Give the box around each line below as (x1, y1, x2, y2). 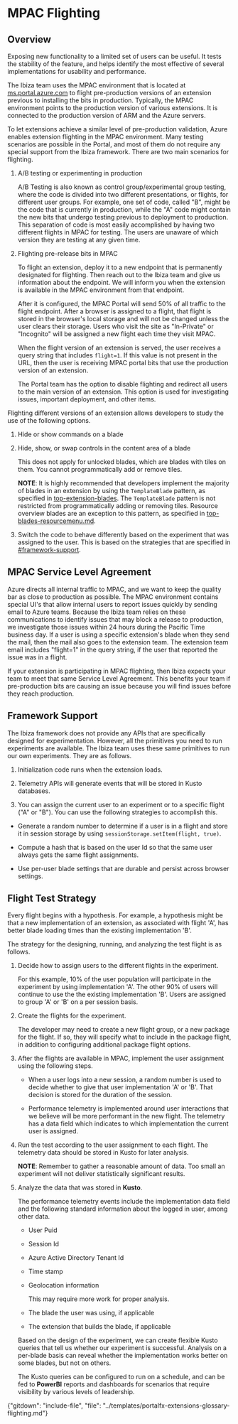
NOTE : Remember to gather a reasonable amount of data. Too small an (17, 1162, 225, 1170)
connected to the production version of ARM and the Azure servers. (7, 112, 206, 119)
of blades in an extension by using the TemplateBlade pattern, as (17, 487, 206, 495)
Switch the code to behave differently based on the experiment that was (17, 531, 229, 539)
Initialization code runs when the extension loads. (17, 765, 163, 774)
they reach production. (7, 689, 75, 698)
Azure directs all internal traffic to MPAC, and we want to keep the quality (7, 585, 222, 593)
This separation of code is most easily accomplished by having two (17, 220, 215, 229)
